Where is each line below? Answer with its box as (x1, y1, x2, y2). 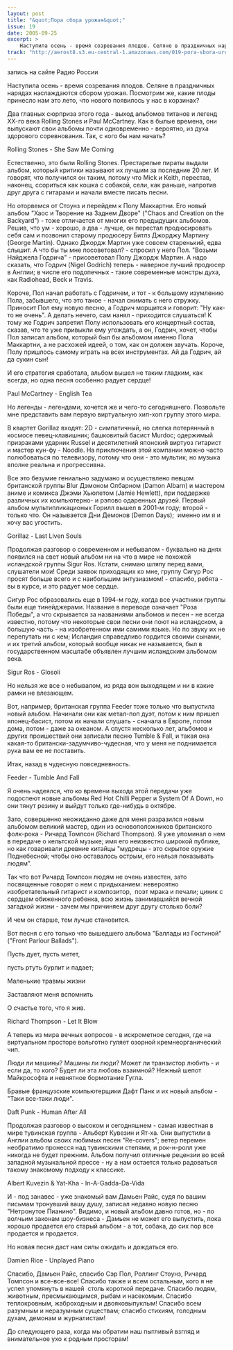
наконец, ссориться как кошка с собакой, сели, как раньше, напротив (7, 180, 217, 189)
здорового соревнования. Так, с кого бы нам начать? (7, 131, 166, 140)
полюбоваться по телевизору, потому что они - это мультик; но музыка (7, 453, 221, 462)
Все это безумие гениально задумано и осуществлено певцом (7, 473, 194, 482)
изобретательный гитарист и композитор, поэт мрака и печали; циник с (7, 887, 223, 895)
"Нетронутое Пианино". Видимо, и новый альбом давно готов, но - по (7, 1207, 215, 1215)
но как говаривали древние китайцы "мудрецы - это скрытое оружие (7, 844, 214, 852)
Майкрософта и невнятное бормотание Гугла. (7, 1073, 144, 1081)
